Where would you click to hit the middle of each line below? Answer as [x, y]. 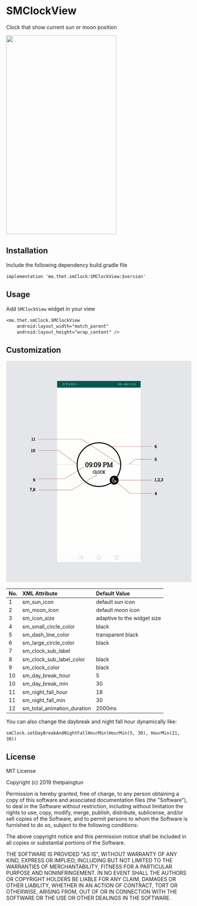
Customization [34, 350]
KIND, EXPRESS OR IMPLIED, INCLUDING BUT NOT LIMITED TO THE [89, 861]
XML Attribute [40, 593]
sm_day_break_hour [46, 676]
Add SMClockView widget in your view [51, 309]
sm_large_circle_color [49, 643]
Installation [27, 251]
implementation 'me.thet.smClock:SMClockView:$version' [76, 276]
